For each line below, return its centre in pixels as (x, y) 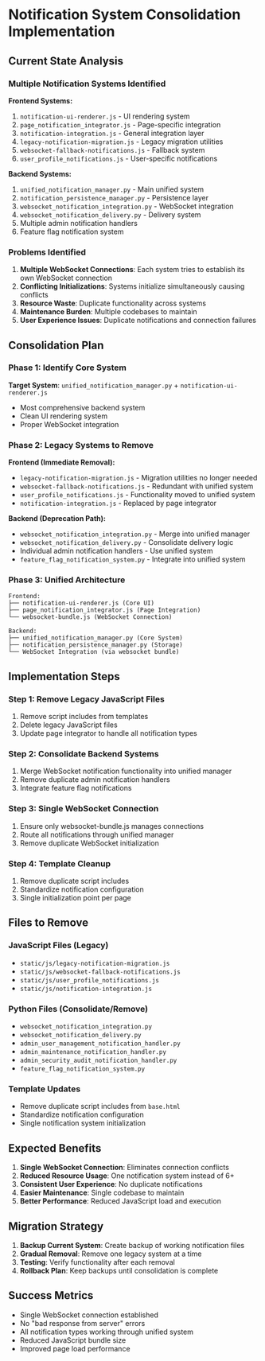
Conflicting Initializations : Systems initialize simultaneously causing (132, 286)
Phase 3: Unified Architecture (67, 580)
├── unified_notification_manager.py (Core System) (95, 638)
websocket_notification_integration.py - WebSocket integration (127, 206)
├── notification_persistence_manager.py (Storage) (95, 645)
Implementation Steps (64, 677)
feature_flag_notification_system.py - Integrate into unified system (132, 559)
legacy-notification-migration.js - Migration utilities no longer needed (138, 478)
